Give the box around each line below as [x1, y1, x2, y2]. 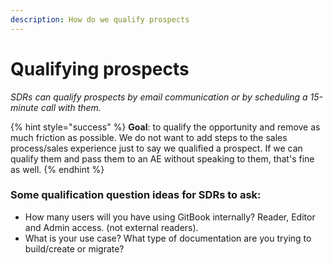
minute [10, 101, 39, 113]
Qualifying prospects [10, 57, 190, 80]
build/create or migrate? [24, 242, 125, 255]
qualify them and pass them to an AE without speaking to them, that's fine [10, 152, 315, 165]
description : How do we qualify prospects [10, 14, 190, 25]
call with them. [40, 101, 102, 113]
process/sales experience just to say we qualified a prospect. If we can [10, 142, 303, 154]
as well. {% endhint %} [10, 163, 105, 175]
